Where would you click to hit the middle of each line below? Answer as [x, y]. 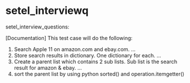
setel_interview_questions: [38, 27]
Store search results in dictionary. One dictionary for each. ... [88, 55]
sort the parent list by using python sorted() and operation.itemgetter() [99, 74]
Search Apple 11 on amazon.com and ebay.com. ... [75, 49]
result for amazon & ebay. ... [48, 67]
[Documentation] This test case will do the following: [69, 38]
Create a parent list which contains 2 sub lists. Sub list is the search [95, 62]
